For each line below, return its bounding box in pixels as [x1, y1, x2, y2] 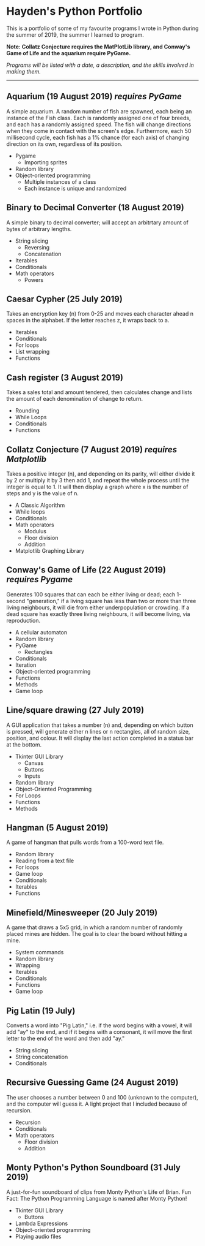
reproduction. [6, 617, 41, 624]
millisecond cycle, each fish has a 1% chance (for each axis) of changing [6, 134, 190, 141]
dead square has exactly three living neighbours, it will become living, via [6, 610, 190, 617]
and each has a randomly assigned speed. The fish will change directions [6, 121, 192, 128]
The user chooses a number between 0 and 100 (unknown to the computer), [6, 1093, 198, 1101]
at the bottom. [6, 740, 42, 748]
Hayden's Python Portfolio [6, 4, 143, 18]
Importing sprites [24, 158, 68, 166]
